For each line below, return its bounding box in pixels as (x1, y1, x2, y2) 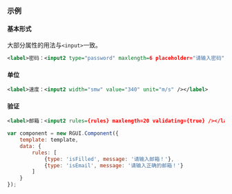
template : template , (19, 136, 79, 144)
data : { (19, 142, 41, 149)
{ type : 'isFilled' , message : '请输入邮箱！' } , (43, 155, 175, 162)
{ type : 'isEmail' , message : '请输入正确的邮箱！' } (43, 162, 184, 169)
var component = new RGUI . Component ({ (7, 130, 119, 137)
